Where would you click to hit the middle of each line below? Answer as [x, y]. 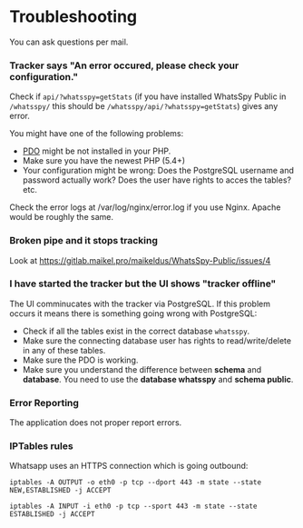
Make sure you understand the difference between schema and [142, 369]
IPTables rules [42, 446]
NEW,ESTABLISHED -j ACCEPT [60, 491]
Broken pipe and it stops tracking [84, 241]
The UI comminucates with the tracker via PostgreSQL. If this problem [140, 304]
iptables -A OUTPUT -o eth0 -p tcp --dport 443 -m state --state [135, 483]
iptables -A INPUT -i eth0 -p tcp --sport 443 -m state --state [133, 506]
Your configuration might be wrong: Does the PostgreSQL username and [158, 171]
